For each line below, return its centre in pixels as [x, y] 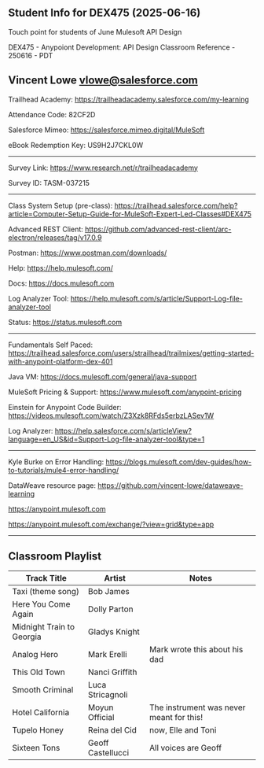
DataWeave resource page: [52, 485]
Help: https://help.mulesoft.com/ [61, 268]
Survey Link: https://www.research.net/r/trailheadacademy [103, 168]
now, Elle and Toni [183, 730]
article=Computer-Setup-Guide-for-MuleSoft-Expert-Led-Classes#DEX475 [130, 214]
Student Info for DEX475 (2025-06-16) [104, 13]
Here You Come [41, 604]
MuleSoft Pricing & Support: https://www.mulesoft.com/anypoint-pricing [125, 392]
